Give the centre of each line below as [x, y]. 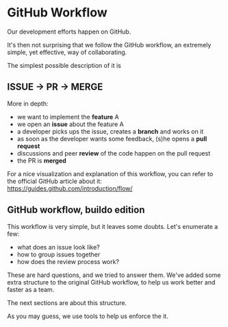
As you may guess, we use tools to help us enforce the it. [88, 316]
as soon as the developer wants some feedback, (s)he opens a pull [112, 138]
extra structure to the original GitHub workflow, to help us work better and [111, 282]
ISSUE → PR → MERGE [55, 87]
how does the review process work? [68, 261]
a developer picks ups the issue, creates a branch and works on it [110, 131]
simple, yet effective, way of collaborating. [67, 52]
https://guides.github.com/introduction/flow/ [70, 188]
